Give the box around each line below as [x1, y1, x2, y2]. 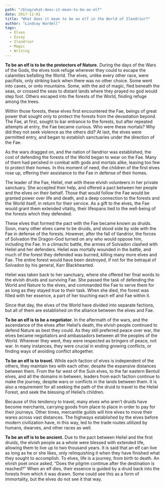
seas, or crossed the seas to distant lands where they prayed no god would [5, 88, 158, 94]
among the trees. [5, 98, 40, 104]
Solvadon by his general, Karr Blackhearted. [5, 262, 94, 268]
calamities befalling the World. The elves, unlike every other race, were [5, 72, 149, 78]
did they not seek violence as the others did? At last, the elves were [5, 129, 142, 135]
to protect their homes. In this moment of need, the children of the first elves [5, 164, 160, 170]
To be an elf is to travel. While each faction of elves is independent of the [5, 358, 154, 364]
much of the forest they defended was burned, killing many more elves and [5, 251, 157, 257]
